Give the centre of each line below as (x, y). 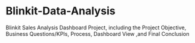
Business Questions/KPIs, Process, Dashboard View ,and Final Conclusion (98, 33)
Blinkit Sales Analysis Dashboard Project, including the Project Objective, (96, 27)
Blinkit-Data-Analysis (60, 11)
